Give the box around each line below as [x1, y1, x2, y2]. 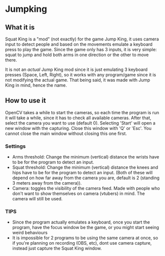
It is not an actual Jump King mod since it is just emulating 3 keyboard [5, 66, 148, 72]
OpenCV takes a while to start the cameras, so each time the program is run [5, 109, 159, 115]
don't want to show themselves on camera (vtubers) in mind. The [12, 191, 145, 196]
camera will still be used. [12, 196, 63, 202]
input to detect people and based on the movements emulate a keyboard [5, 41, 153, 47]
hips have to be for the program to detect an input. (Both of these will [12, 170, 153, 176]
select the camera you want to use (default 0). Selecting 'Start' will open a [5, 120, 156, 126]
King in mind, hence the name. [5, 82, 67, 88]
